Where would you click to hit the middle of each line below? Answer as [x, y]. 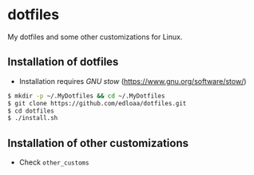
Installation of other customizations [98, 143]
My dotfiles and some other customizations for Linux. [95, 37]
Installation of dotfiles [63, 62]
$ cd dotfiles [31, 111]
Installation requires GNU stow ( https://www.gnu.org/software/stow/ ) [133, 81]
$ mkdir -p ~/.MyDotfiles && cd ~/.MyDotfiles [86, 96]
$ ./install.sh [33, 118]
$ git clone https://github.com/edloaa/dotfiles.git [97, 103]
